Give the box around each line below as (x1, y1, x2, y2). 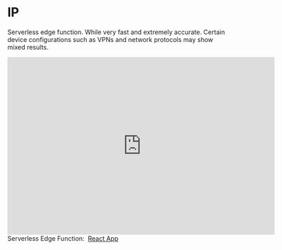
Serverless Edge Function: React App (7, 234, 119, 242)
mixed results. (7, 43, 48, 51)
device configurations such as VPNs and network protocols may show (7, 35, 214, 43)
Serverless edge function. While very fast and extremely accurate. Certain (7, 28, 226, 36)
